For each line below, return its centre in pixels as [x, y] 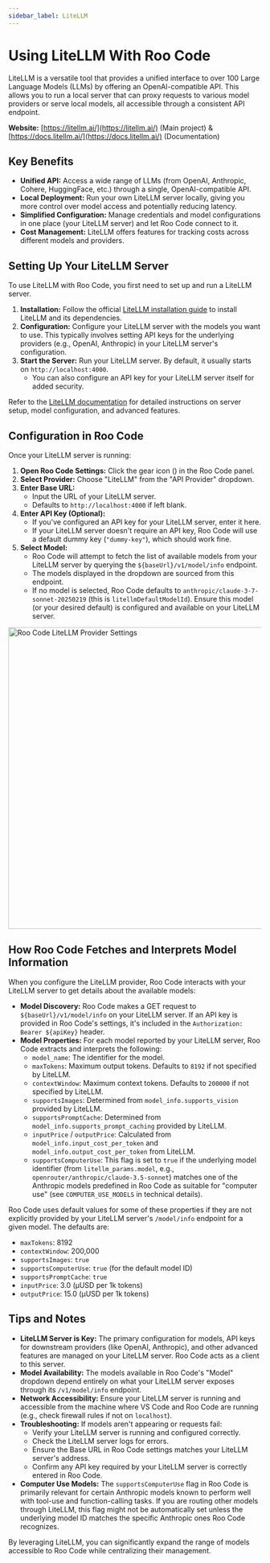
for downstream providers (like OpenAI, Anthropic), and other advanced [139, 1347]
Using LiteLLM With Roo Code [110, 55]
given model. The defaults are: [59, 1227]
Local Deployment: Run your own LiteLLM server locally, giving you [132, 198]
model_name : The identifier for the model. [98, 1057]
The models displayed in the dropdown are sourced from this [133, 573]
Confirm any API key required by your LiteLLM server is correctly [139, 1466]
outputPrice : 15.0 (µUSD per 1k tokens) [84, 1294]
